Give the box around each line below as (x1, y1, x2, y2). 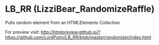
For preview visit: (5, 29, 40, 35)
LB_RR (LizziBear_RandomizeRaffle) (5, 3, 155, 15)
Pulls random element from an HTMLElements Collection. (5, 20, 122, 25)
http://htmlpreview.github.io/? (40, 29, 101, 35)
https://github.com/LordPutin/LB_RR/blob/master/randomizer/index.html (5, 34, 152, 40)
